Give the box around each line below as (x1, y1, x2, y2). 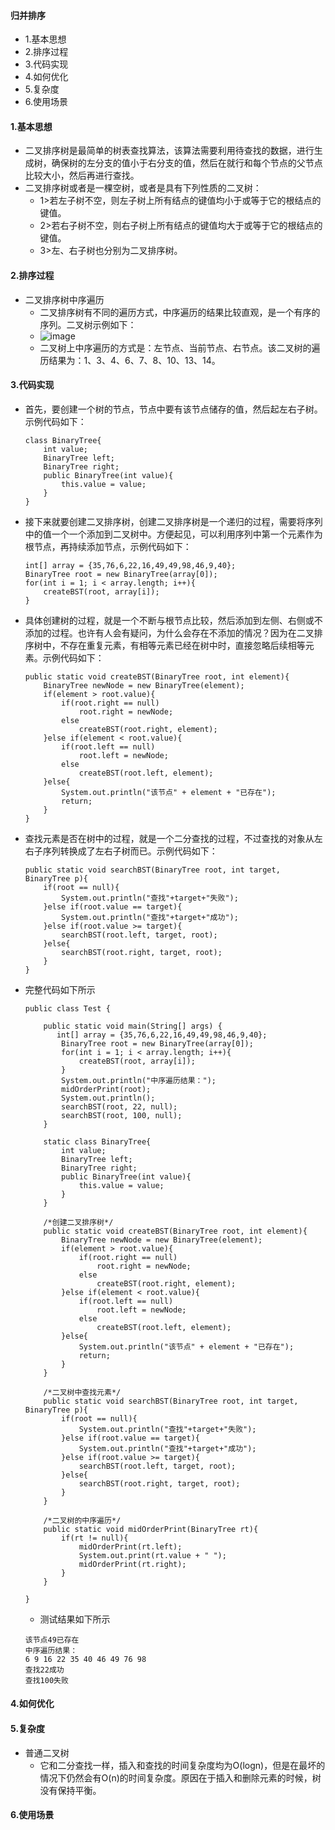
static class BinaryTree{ (43, 1136, 152, 1147)
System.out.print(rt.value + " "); (78, 1550, 227, 1560)
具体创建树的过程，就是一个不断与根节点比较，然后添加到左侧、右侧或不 (24, 614, 323, 626)
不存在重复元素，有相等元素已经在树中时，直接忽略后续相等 (59, 639, 306, 651)
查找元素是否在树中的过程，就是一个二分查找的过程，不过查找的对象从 (24, 832, 315, 844)
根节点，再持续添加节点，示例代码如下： (24, 540, 192, 552)
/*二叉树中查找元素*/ (43, 1387, 122, 1397)
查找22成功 (24, 1665, 65, 1675)
